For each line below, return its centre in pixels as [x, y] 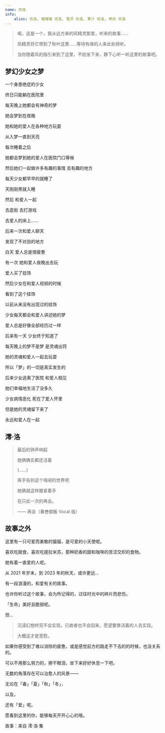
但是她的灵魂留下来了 [27, 409]
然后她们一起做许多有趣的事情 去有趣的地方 [49, 168]
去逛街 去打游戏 [21, 210]
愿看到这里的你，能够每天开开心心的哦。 [46, 715]
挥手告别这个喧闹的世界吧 [43, 480]
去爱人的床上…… [22, 220]
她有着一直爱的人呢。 [27, 562]
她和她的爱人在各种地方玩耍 [33, 126]
